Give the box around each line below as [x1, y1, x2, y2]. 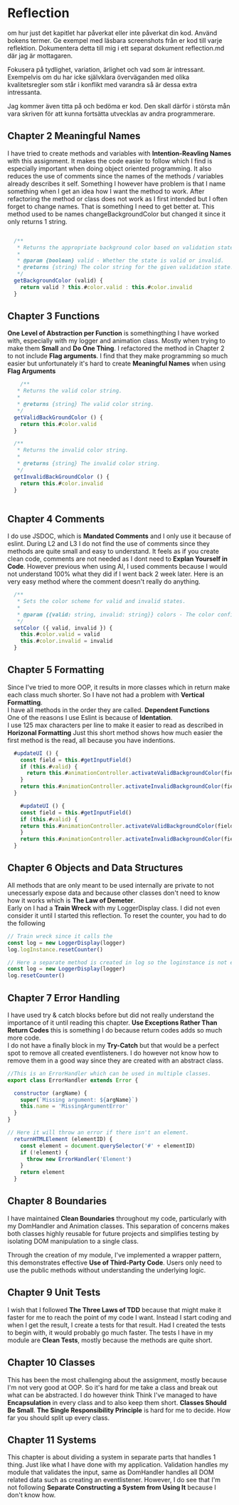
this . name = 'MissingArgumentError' [20, 1103, 129, 1110]
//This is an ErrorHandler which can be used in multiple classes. [7, 1070, 212, 1077]
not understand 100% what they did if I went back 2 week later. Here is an [7, 569, 224, 579]
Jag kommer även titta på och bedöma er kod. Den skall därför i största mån [7, 101, 230, 110]
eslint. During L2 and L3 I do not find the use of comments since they [7, 539, 210, 548]
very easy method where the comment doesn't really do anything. [7, 577, 201, 586]
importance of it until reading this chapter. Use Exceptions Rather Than [7, 1018, 218, 1027]
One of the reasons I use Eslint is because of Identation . [7, 713, 173, 721]
